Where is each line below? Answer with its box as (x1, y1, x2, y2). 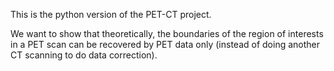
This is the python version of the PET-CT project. (10, 9, 212, 20)
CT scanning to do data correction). (10, 49, 158, 61)
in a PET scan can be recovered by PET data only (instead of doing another (10, 39, 320, 50)
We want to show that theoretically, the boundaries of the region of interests (10, 28, 324, 39)
